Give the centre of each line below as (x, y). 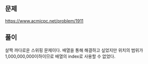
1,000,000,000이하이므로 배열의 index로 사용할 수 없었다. (60, 56)
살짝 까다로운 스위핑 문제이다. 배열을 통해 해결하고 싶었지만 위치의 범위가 (74, 50)
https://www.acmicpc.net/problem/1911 (44, 21)
